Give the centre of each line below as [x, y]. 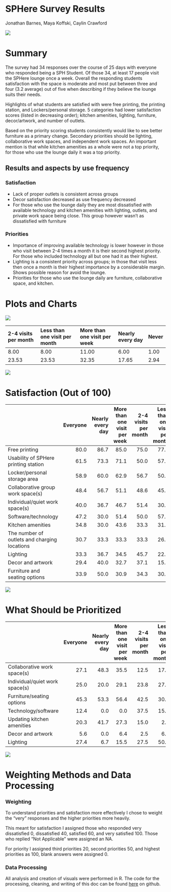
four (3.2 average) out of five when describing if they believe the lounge [81, 89]
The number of [26, 533]
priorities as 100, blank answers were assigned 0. [57, 854]
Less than [53, 330]
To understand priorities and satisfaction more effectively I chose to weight [84, 813]
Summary [26, 53]
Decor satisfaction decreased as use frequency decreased [74, 199]
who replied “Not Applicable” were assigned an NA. [59, 839]
